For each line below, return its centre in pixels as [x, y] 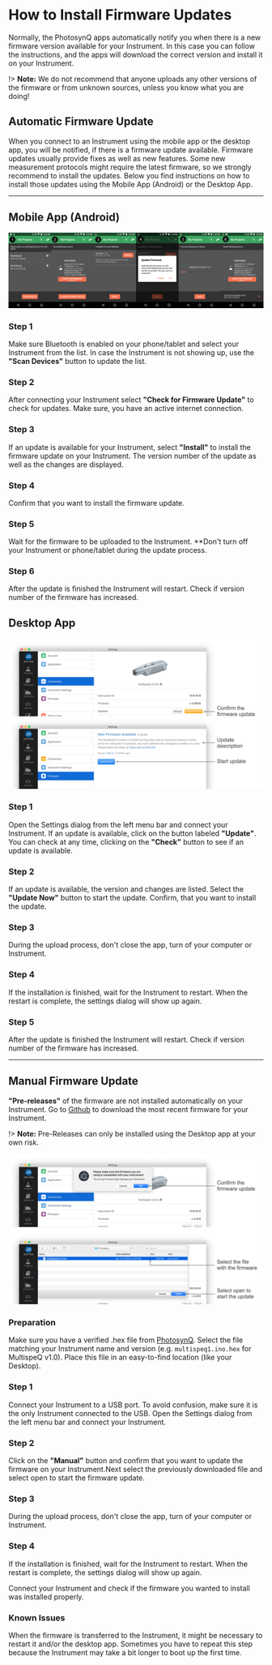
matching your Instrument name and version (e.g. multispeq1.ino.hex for [130, 1349]
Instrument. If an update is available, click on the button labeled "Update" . [132, 833]
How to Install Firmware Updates [120, 15]
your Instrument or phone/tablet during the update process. [108, 550]
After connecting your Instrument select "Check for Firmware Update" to [131, 400]
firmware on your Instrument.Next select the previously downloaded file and [136, 1470]
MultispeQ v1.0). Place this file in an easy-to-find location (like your [120, 1357]
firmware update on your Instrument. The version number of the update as [132, 456]
